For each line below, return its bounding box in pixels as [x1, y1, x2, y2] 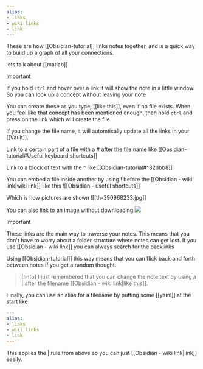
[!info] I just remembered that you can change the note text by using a [21, 273, 196, 281]
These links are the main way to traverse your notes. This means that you [6, 230, 190, 237]
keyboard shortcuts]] [44, 152, 98, 160]
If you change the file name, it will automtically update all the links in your [6, 127, 190, 135]
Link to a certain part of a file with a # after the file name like [6, 146, 157, 153]
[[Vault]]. [6, 134, 29, 141]
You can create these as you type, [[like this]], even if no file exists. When [6, 103, 191, 110]
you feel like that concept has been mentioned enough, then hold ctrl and [6, 109, 193, 116]
